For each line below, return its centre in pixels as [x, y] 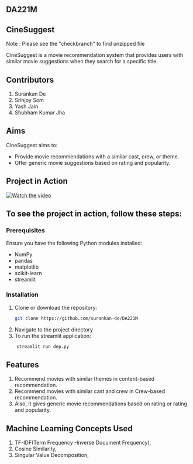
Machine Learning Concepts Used [69, 429]
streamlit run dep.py [43, 346]
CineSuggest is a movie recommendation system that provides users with [95, 55]
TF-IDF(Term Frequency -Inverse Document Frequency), [83, 443]
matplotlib [27, 267]
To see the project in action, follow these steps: [94, 214]
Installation [23, 294]
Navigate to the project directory [54, 329]
